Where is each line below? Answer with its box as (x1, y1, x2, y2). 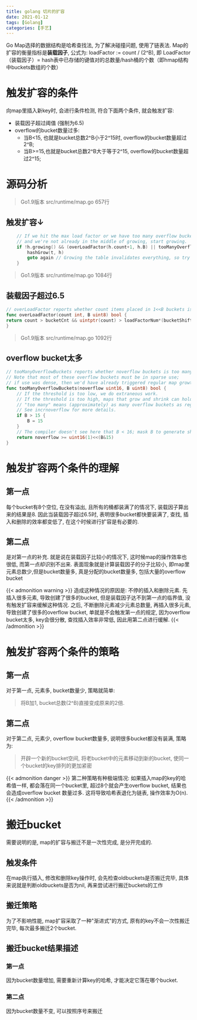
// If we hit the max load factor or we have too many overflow (16, 233, 177, 239)
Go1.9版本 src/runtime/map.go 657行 (20, 198, 110, 205)
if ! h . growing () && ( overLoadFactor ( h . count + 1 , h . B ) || (16, 244, 157, 250)
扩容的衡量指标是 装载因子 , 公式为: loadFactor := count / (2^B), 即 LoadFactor (6, 49, 191, 56)
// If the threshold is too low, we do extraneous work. (16, 391, 159, 397)
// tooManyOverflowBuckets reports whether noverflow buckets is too (6, 369, 180, 375)
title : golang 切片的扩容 (6, 8, 65, 15)
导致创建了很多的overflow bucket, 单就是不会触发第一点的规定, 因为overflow (6, 609, 191, 616)
